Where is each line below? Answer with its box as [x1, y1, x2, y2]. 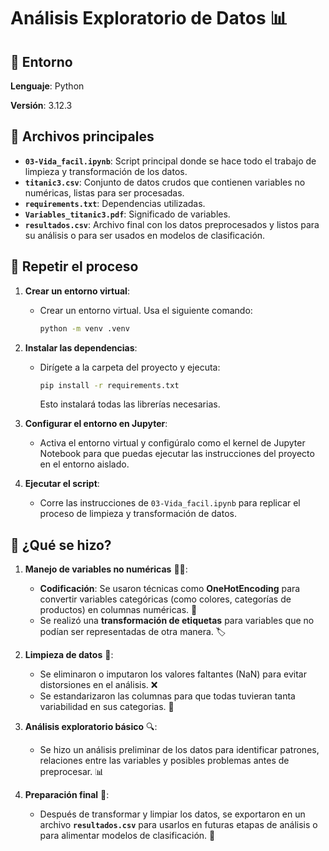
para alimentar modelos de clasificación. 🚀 [39, 830, 216, 842]
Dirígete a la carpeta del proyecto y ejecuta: [39, 361, 221, 373]
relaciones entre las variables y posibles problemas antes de [39, 755, 290, 767]
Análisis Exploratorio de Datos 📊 [10, 7, 288, 30]
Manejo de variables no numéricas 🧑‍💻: [24, 563, 188, 575]
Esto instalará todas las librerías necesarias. [39, 398, 221, 410]
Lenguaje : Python [10, 80, 85, 92]
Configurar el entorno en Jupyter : [24, 418, 168, 430]
